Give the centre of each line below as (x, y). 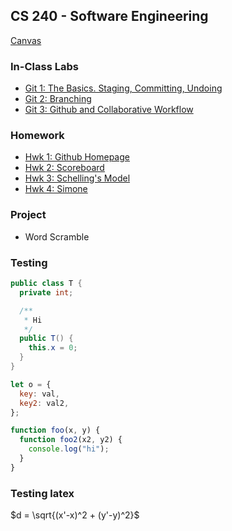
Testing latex (42, 493)
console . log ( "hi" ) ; (69, 449)
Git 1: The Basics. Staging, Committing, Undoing (123, 88)
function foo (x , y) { (55, 430)
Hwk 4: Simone (56, 189)
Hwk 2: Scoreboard (64, 168)
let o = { (31, 384)
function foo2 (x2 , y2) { (71, 440)
